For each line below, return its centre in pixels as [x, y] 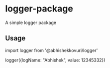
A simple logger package [31, 22]
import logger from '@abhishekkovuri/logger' [52, 50]
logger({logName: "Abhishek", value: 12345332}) [55, 60]
